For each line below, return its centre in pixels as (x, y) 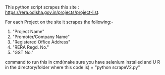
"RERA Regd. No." (30, 47)
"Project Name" (28, 31)
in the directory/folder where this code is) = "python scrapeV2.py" (73, 67)
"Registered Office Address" (41, 42)
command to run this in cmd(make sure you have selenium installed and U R (82, 62)
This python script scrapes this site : (42, 7)
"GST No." (23, 52)
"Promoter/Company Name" (41, 37)
